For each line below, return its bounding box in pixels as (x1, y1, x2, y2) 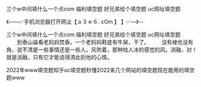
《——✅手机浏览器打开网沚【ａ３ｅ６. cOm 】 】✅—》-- (6, 18, 144, 25)
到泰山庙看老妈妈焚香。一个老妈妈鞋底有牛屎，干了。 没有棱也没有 (16, 39, 194, 45)
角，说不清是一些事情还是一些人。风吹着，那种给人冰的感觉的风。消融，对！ (6, 46, 197, 53)
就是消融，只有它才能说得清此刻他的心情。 (6, 54, 113, 60)
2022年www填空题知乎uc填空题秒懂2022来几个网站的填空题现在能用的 (6, 66, 185, 74)
